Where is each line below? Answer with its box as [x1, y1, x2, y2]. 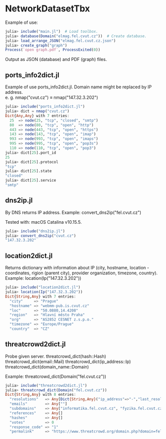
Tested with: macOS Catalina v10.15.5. [5, 219, 82, 225]
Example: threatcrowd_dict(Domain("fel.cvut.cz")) [5, 373, 106, 379]
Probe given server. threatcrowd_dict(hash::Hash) [5, 353, 106, 359]
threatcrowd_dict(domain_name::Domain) [5, 364, 89, 370]
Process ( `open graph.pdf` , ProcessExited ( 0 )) [5, 48, 100, 53]
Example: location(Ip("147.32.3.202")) [5, 275, 82, 281]
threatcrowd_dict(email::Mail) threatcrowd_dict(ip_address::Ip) [5, 358, 131, 365]
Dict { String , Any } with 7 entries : [5, 294, 77, 299]
